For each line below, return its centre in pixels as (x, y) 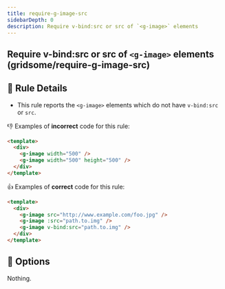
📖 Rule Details (37, 88)
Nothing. (20, 278)
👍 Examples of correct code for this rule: (66, 186)
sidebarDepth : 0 (30, 20)
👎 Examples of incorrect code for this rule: (68, 126)
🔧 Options (29, 262)
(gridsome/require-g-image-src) (78, 65)
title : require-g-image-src (47, 13)
